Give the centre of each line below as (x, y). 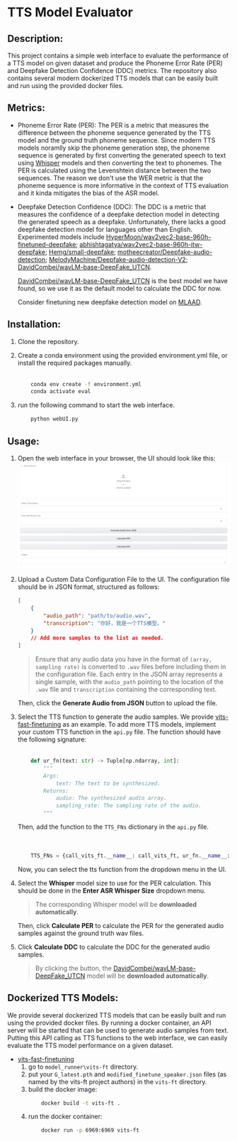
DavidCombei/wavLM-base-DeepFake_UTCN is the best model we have (122, 280)
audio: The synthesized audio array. (111, 798)
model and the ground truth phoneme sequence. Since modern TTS (116, 140)
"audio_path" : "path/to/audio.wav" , (97, 616)
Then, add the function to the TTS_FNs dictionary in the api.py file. (113, 827)
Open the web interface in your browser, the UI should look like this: (116, 458)
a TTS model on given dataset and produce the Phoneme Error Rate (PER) (115, 63)
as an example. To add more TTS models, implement (139, 724)
